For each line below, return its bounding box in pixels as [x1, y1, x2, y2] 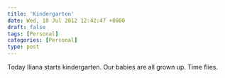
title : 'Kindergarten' [7, 10, 75, 18]
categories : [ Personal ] [7, 37, 78, 44]
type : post [7, 43, 40, 50]
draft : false [7, 23, 46, 30]
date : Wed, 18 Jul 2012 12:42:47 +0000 [7, 17, 126, 24]
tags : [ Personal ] [7, 30, 59, 38]
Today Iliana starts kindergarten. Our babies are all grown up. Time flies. [7, 63, 219, 71]
